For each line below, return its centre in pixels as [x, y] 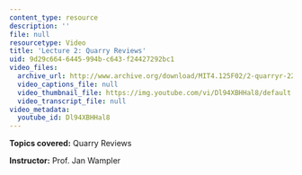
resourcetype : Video [48, 43]
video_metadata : [40, 109]
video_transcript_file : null [72, 101]
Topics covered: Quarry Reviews [71, 144]
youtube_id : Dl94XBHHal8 [64, 118]
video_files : [34, 68]
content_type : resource [54, 17]
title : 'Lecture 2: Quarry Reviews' [78, 51]
